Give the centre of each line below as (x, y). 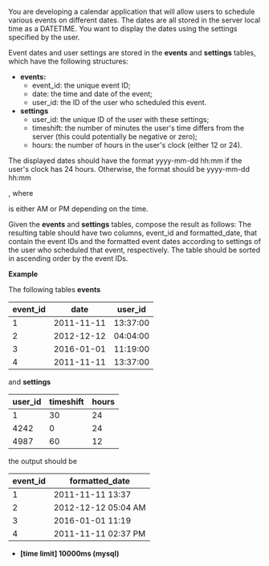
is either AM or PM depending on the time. (78, 209)
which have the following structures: (68, 61)
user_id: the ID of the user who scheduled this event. (119, 102)
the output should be (43, 461)
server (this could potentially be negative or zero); (115, 136)
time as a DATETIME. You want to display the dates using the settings (123, 29)
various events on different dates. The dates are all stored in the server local (134, 20)
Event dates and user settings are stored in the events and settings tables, (132, 53)
